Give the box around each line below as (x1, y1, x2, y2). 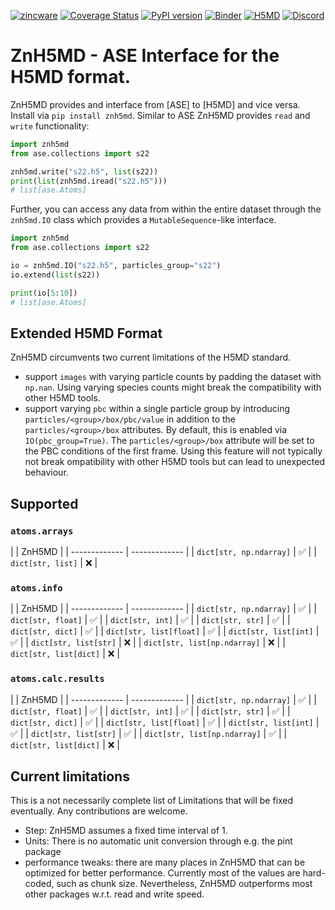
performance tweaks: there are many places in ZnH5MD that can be (24, 856, 306, 869)
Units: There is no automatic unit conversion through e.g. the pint (24, 835, 293, 847)
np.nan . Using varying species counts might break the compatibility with (24, 381, 322, 394)
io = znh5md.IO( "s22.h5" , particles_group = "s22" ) (10, 261, 222, 271)
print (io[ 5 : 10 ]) (10, 288, 78, 298)
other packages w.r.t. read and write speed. (24, 888, 205, 900)
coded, (24, 878, 55, 890)
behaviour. (24, 466, 69, 479)
